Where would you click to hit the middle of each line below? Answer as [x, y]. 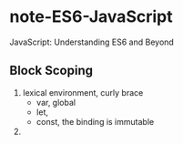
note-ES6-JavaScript [91, 17]
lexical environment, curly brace [83, 92]
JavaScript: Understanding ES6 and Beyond [92, 42]
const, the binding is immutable [95, 121]
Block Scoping [51, 71]
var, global [56, 102]
